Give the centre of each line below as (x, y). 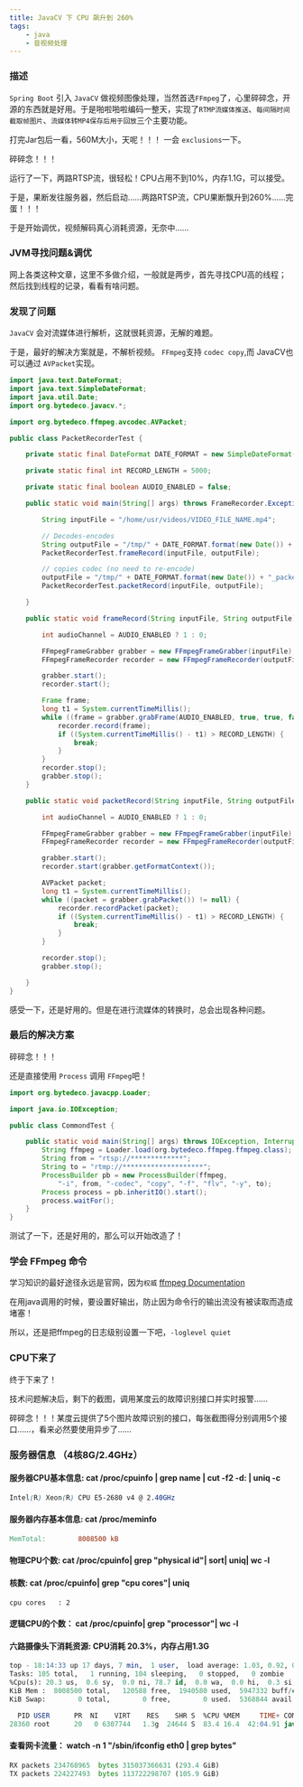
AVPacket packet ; (74, 883)
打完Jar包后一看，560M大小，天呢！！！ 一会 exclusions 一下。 (128, 139)
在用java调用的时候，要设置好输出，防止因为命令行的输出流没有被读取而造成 (151, 1302)
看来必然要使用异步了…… (86, 1429)
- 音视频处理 (46, 43)
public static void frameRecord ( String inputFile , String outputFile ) (161, 618)
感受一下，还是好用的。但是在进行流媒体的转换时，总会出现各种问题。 (140, 1009)
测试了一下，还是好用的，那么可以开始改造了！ (96, 1236)
